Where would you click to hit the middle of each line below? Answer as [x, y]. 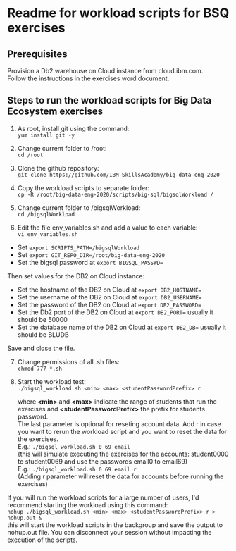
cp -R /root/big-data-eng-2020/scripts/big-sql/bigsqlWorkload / [115, 194]
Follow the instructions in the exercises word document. [88, 78]
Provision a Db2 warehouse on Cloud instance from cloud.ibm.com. [105, 71]
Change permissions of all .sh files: [68, 361]
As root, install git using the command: [73, 128]
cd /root [30, 155]
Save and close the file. [41, 348]
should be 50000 [43, 319]
